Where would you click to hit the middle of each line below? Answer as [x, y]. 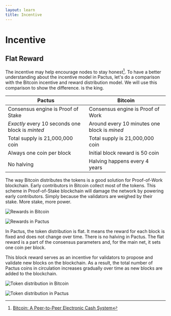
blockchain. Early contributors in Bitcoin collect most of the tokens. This [81, 186]
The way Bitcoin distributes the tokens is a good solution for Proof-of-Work [84, 180]
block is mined [106, 130]
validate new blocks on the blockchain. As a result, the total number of [79, 263]
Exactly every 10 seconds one [44, 124]
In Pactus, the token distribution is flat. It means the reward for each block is [85, 232]
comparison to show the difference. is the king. [55, 88]
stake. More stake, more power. [38, 202]
